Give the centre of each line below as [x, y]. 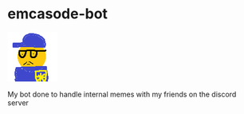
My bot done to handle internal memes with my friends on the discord [122, 94]
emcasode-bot [58, 14]
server [18, 102]
